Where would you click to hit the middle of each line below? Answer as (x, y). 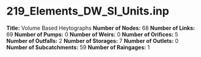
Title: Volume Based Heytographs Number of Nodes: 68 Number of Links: (101, 28)
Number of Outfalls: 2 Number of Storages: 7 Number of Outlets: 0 (93, 41)
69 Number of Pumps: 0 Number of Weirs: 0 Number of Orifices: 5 (92, 34)
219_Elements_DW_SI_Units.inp (88, 11)
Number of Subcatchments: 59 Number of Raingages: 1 (78, 47)
